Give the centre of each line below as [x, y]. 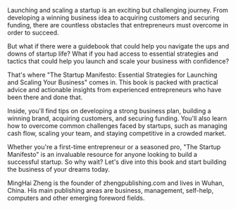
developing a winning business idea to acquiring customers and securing [113, 18]
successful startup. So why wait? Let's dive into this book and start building [117, 162]
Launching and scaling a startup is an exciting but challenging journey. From [118, 10]
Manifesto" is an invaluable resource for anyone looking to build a [102, 154]
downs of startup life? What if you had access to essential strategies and [113, 53]
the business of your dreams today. [59, 169]
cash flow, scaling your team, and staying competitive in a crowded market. [117, 133]
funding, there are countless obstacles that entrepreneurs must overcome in [118, 25]
